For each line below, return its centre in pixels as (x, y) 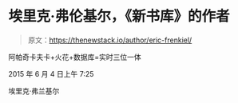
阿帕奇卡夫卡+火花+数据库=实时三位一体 (75, 57)
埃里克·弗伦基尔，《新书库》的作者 (119, 16)
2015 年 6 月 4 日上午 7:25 (51, 73)
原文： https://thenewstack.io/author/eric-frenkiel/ (110, 40)
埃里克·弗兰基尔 (34, 91)
